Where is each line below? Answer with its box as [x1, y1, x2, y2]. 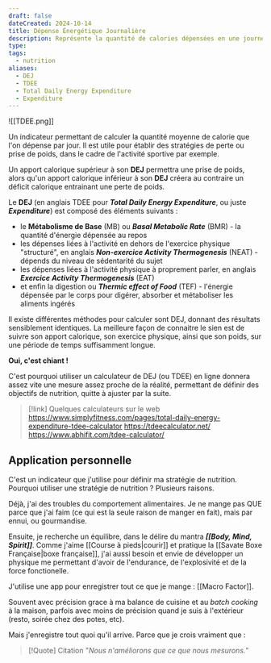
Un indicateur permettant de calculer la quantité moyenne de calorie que [8, 132, 250, 142]
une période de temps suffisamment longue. [8, 340, 156, 350]
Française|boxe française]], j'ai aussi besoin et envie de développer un [8, 549, 244, 559]
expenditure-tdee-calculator [27, 421, 123, 432]
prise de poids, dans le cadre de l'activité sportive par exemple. [8, 149, 219, 159]
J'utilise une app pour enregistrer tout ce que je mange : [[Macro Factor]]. [8, 582, 254, 591]
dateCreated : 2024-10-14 [8, 19, 92, 27]
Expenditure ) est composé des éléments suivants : [8, 206, 178, 216]
